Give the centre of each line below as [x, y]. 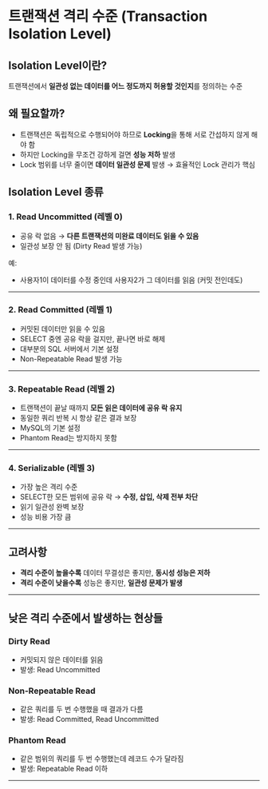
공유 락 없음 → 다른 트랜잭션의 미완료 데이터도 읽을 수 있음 [109, 236]
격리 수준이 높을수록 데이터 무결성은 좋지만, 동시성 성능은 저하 [115, 573]
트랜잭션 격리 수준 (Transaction [108, 16]
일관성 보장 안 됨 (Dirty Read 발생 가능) [81, 245]
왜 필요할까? [37, 114]
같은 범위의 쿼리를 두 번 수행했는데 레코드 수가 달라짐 [102, 759]
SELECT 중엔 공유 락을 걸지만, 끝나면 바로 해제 [93, 339]
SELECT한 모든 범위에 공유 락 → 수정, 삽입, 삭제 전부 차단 [109, 497]
